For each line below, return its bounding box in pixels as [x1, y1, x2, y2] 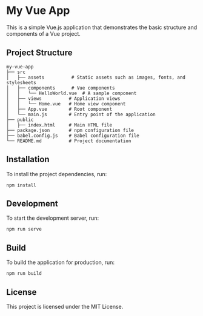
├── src [6, 69, 26, 75]
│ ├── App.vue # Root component [6, 106, 113, 112]
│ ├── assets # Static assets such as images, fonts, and [6, 74, 186, 81]
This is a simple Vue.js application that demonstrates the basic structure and [6, 24, 198, 31]
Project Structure [6, 48, 73, 58]
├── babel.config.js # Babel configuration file [6, 133, 139, 139]
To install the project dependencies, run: [6, 170, 107, 177]
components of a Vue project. [6, 30, 81, 37]
